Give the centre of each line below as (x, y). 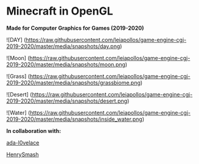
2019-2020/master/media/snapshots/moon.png (66, 64)
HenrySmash (23, 154)
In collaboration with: (34, 131)
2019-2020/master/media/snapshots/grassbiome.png (74, 83)
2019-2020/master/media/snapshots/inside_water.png (75, 119)
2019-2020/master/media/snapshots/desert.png (67, 101)
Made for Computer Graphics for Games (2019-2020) (75, 28)
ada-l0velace (23, 142)
